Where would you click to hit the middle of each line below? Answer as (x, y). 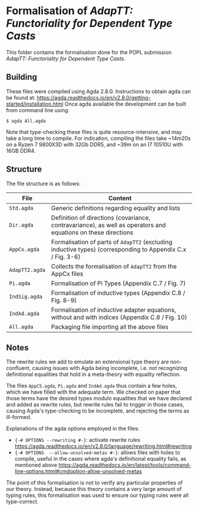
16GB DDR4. (21, 150)
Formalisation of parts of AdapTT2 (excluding (112, 242)
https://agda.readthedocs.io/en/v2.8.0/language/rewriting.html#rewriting (103, 446)
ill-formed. (19, 417)
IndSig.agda (26, 297)
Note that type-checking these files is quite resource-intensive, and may (94, 132)
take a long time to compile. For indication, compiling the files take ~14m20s (98, 138)
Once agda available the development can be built (126, 104)
